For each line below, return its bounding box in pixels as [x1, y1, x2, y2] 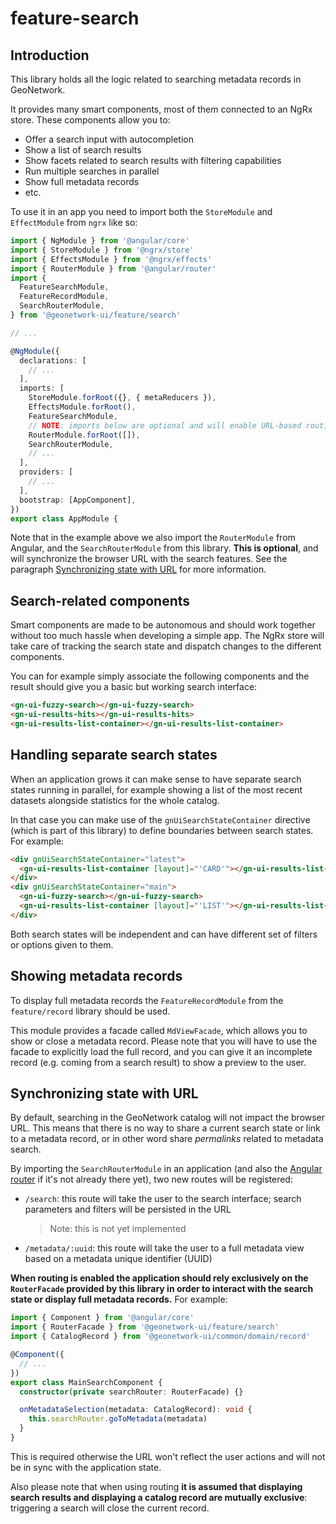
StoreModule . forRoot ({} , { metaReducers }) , [28, 393, 217, 403]
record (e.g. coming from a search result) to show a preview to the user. [10, 1056, 307, 1068]
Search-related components [10, 592, 191, 609]
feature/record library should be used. [10, 1005, 171, 1017]
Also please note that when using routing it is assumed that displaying [10, 1480, 303, 1492]
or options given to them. [10, 938, 114, 951]
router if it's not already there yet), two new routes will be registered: [10, 1173, 293, 1186]
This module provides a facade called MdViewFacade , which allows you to [10, 1024, 308, 1036]
